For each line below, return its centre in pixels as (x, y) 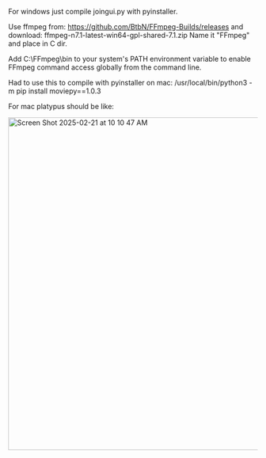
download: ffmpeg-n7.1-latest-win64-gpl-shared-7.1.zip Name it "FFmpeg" (129, 35)
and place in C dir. (38, 44)
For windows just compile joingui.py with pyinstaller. (93, 11)
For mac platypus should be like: (61, 106)
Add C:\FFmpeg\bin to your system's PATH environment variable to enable (129, 59)
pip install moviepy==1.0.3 (59, 91)
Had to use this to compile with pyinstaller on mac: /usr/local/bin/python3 (128, 83)
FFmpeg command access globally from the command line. (105, 67)
